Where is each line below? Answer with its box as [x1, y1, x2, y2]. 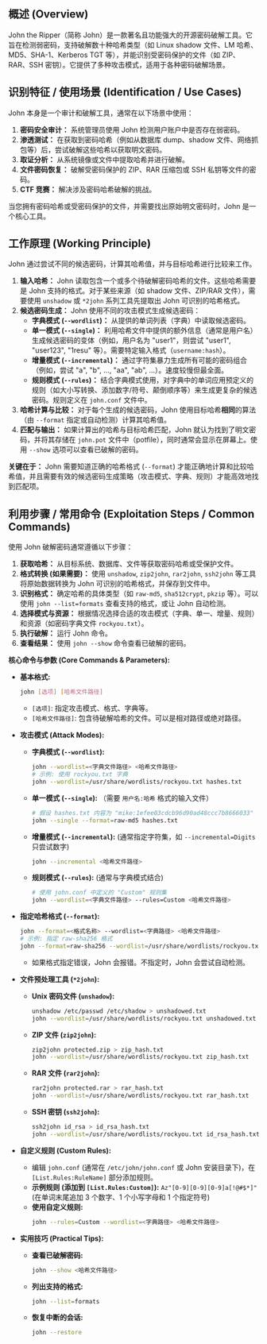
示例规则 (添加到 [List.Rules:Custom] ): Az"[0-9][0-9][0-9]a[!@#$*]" [31, 1182, 257, 1191]
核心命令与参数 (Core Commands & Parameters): [8, 655, 171, 665]
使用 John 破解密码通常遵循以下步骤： [8, 543, 133, 552]
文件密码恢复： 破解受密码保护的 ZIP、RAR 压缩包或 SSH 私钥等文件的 [19, 164, 250, 174]
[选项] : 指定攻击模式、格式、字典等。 [31, 704, 153, 713]
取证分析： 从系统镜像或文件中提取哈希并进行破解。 [19, 154, 189, 164]
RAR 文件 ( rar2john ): [31, 1068, 100, 1078]
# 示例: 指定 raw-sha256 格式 [19, 935, 113, 943]
